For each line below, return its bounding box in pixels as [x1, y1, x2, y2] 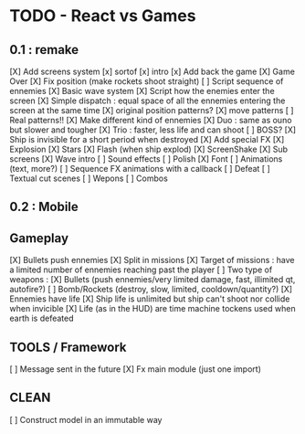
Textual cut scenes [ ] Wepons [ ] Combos [9, 173, 169, 184]
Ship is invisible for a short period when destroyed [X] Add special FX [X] [9, 134, 285, 144]
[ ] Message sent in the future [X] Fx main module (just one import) [9, 364, 262, 375]
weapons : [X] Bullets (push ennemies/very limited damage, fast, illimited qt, [9, 274, 296, 285]
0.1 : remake [9, 42, 79, 58]
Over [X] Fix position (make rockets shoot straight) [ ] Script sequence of [9, 76, 284, 87]
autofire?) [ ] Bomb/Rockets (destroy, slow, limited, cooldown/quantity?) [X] [9, 284, 293, 295]
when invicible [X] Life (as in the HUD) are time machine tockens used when [9, 303, 296, 314]
